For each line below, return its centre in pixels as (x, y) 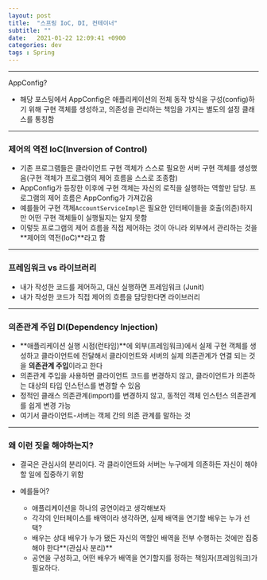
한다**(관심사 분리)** (79, 548)
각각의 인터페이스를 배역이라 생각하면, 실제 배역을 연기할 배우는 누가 (137, 518)
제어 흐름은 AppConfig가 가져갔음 (100, 198)
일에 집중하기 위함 (56, 474)
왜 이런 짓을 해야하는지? (51, 445)
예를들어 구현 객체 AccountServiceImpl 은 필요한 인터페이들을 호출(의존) (130, 208)
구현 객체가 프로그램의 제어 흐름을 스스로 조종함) (103, 178)
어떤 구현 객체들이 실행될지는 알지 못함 (88, 218)
